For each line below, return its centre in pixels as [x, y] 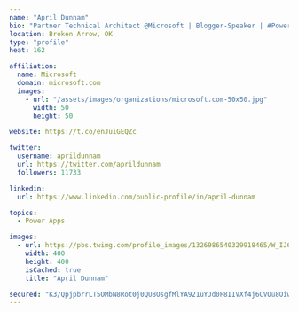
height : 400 [47, 261]
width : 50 [51, 107]
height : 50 [53, 116]
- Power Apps [41, 221]
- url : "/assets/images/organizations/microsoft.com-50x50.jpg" [146, 99]
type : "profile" [39, 42]
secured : [25, 294]
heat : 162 [27, 51]
